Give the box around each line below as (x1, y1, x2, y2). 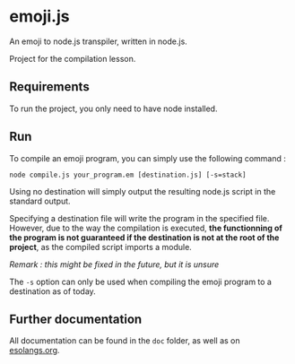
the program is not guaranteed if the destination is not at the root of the (9, 231, 280, 243)
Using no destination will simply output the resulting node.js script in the (9, 186, 276, 196)
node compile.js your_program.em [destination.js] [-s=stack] (9, 170, 247, 179)
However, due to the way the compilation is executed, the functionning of (9, 222, 282, 233)
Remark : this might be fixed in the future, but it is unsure (9, 258, 220, 270)
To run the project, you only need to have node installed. (9, 103, 218, 114)
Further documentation (9, 311, 143, 326)
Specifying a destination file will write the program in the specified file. (9, 212, 270, 223)
